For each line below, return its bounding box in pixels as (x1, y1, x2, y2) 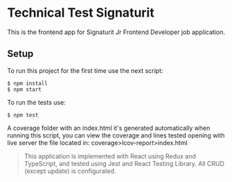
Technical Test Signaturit (7, 5, 154, 21)
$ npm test (7, 111, 39, 119)
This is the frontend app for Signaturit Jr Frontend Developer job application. (7, 28, 225, 36)
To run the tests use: (7, 98, 66, 106)
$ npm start (7, 85, 42, 93)
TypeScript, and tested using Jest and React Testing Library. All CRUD (24, 159, 225, 167)
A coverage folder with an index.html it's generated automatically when (7, 124, 211, 132)
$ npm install (7, 80, 48, 87)
